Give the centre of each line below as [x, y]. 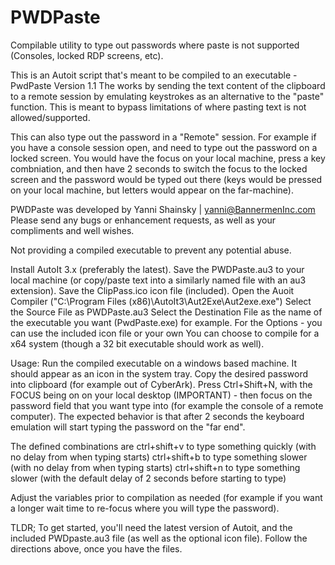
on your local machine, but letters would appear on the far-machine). [152, 190]
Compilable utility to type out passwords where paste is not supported [155, 45]
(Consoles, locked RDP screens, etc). [87, 55]
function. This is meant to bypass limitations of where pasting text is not [158, 107]
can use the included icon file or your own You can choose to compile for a [165, 333]
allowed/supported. [50, 117]
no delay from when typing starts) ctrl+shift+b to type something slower [159, 457]
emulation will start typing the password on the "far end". [128, 427]
